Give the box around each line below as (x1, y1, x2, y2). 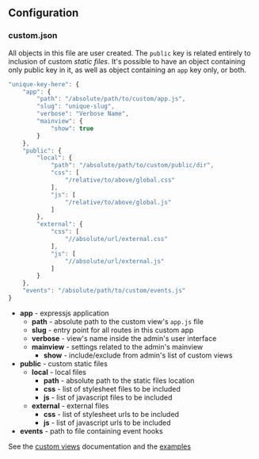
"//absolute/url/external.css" (64, 235, 169, 243)
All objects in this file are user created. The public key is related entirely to (8, 48, 251, 58)
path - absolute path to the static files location (43, 376, 195, 385)
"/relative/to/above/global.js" (64, 198, 172, 206)
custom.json (8, 30, 58, 41)
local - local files (31, 367, 87, 377)
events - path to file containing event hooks (19, 426, 164, 435)
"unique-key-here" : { (8, 80, 80, 88)
